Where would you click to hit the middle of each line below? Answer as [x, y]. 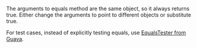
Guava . [15, 39]
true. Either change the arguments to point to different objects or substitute [99, 15]
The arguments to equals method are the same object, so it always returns [98, 9]
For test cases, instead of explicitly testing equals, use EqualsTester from [96, 33]
